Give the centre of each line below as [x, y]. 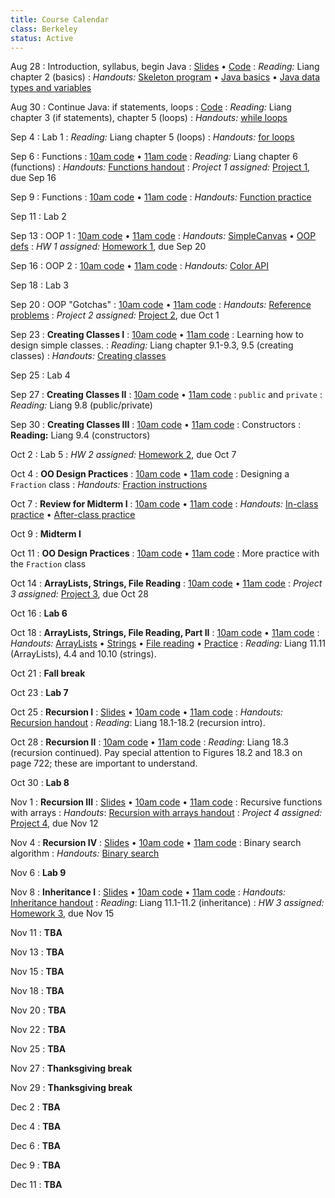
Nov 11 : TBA [36, 933]
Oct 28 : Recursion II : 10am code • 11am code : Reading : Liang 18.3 [149, 742]
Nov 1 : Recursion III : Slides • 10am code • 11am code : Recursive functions [166, 802]
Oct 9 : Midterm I [46, 534]
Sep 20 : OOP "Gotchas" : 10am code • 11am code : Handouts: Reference [161, 305]
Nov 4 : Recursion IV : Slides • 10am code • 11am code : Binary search [156, 843]
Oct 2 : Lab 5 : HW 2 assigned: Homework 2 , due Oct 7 [123, 455]
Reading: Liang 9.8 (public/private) [81, 405]
